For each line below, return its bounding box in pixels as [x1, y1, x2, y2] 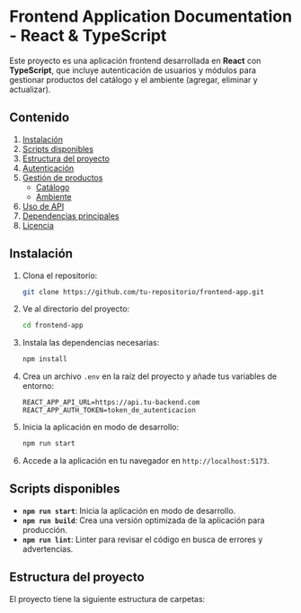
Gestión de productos [22, 172, 103, 183]
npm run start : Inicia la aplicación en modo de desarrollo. [22, 505, 236, 516]
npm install [22, 355, 67, 364]
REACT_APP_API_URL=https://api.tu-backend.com [22, 398, 200, 407]
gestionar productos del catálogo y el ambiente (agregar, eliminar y [9, 74, 258, 85]
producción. [22, 524, 67, 535]
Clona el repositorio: [22, 270, 98, 281]
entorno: [22, 381, 55, 392]
